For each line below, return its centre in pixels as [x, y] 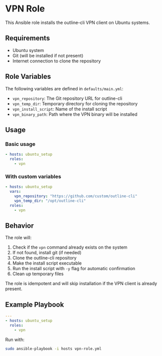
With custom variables [33, 176]
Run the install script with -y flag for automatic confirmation [74, 269]
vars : [15, 192]
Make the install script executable [47, 263]
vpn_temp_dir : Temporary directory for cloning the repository [75, 103]
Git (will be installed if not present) [48, 55]
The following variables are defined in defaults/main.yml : [64, 88]
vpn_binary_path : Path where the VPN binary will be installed [75, 114]
